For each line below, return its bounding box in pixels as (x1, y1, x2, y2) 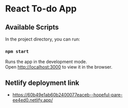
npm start (5, 48, 29, 54)
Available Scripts (5, 23, 59, 31)
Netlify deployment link (5, 78, 80, 87)
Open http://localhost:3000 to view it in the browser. (5, 64, 113, 70)
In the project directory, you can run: (5, 36, 80, 42)
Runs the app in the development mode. (5, 58, 87, 65)
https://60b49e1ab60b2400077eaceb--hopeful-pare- (12, 92, 123, 98)
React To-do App (5, 3, 77, 14)
